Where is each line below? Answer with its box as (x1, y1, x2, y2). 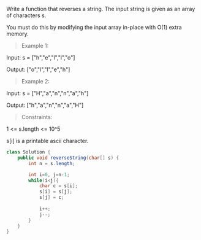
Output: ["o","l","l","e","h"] (6, 66, 70, 73)
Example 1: (21, 42, 49, 49)
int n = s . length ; (28, 160, 75, 166)
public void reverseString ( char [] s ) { (17, 155, 119, 161)
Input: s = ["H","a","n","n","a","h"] (6, 90, 89, 97)
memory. (6, 30, 29, 37)
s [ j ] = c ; (39, 195, 64, 201)
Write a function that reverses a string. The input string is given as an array (6, 6, 195, 12)
